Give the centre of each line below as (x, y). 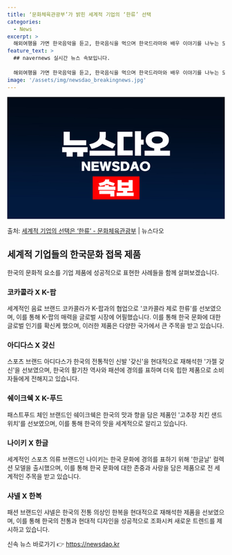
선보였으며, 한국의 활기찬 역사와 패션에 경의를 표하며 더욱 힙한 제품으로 (117, 370)
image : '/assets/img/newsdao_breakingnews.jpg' (77, 80)
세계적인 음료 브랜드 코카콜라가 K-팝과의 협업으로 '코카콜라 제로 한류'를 (103, 309)
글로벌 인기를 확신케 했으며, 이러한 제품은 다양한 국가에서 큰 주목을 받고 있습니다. (116, 326)
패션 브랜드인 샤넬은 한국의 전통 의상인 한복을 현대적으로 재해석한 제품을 (104, 512)
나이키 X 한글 (28, 443)
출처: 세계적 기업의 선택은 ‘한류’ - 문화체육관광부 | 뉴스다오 (86, 231)
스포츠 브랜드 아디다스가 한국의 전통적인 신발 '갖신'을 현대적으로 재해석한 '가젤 (112, 361)
